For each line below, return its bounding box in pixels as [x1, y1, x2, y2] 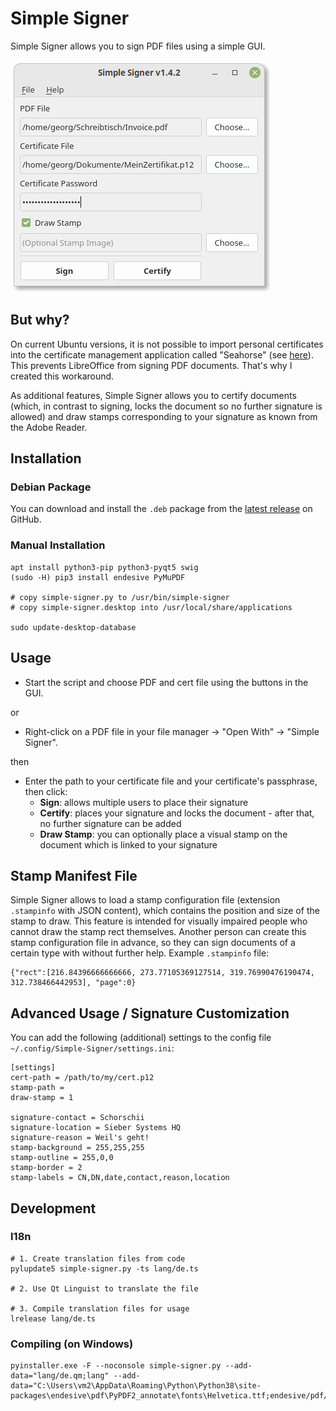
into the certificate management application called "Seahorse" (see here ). [10, 348, 314, 361]
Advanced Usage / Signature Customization [10, 1005, 290, 1022]
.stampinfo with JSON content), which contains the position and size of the [10, 905, 320, 917]
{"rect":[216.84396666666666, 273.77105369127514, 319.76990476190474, [10, 968, 315, 978]
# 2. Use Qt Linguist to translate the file [10, 1283, 199, 1294]
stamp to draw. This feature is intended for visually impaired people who [10, 915, 308, 927]
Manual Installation [10, 538, 106, 552]
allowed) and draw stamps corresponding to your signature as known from [10, 410, 318, 422]
